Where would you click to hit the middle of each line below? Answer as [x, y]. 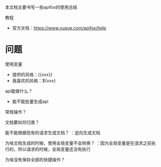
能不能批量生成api [30, 101]
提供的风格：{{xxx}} [32, 74]
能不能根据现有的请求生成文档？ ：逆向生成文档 [53, 132]
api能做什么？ [19, 91]
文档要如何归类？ [22, 122]
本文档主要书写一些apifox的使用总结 [41, 7]
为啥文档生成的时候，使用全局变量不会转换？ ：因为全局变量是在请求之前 [78, 143]
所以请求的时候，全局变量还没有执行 [54, 149]
